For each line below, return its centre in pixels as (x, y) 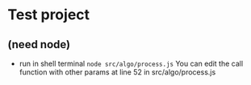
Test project (49, 15)
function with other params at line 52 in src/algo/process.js (117, 72)
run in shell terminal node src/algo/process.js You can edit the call (131, 63)
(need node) (39, 45)
